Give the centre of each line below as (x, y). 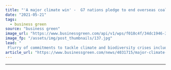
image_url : (17, 33)
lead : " (13, 43)
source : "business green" (33, 29)
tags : (11, 19)
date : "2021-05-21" (26, 15)
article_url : (19, 52)
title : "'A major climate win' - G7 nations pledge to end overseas (81, 10)
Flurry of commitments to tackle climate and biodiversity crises (79, 48)
